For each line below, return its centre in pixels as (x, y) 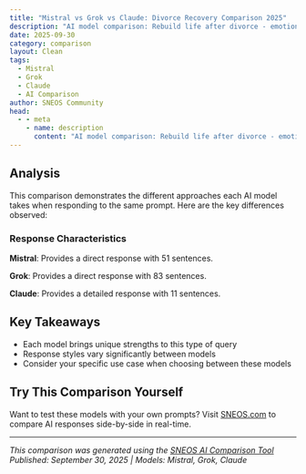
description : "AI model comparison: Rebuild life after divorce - (138, 26)
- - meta (34, 119)
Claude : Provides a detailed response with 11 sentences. (115, 294)
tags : (20, 60)
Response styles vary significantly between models (119, 354)
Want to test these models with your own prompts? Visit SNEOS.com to (143, 414)
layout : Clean (36, 52)
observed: (29, 214)
